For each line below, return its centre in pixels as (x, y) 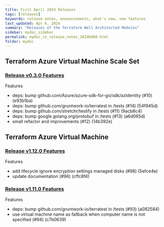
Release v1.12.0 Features (35, 151)
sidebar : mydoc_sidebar (29, 32)
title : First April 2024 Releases (41, 10)
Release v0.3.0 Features (35, 76)
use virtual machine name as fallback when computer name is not (79, 214)
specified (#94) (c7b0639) (39, 220)
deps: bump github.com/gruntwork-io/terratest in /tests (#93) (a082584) (86, 209)
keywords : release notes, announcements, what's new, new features (76, 19)
